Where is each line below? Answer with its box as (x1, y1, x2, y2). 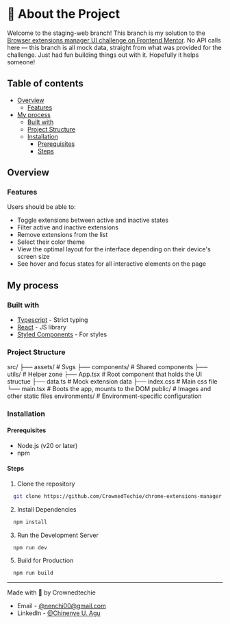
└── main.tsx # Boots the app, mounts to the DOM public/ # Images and (7, 385, 212, 393)
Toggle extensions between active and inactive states (16, 216, 169, 225)
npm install (13, 519, 48, 525)
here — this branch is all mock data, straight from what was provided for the (7, 43, 222, 51)
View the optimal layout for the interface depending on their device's (16, 245, 211, 253)
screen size (16, 253, 50, 261)
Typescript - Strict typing (16, 316, 88, 324)
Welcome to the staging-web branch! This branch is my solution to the (7, 29, 206, 37)
